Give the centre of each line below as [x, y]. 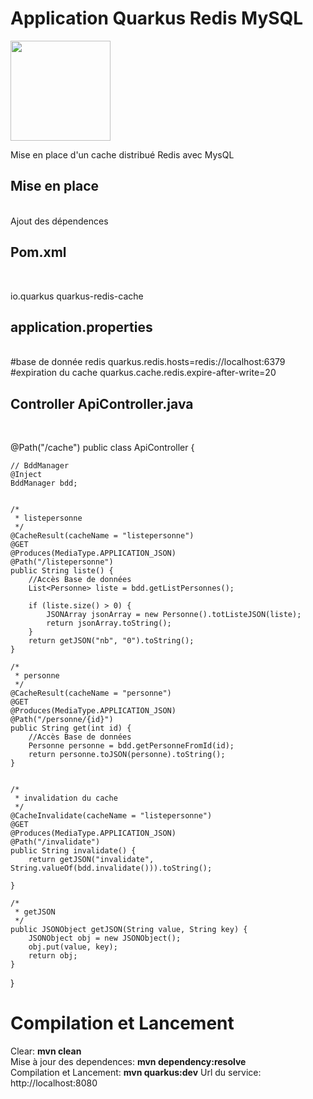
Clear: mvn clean [46, 1051]
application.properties [81, 327]
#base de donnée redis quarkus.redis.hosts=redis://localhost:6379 [148, 362]
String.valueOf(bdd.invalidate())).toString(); [111, 868]
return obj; [53, 956]
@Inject [26, 475]
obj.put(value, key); [73, 947]
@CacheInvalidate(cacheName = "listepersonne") [111, 816]
